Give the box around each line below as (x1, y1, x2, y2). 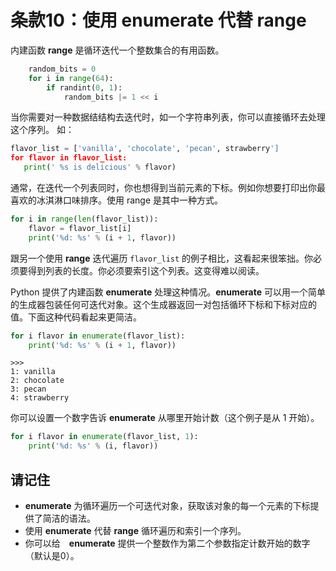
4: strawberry (10, 393, 70, 403)
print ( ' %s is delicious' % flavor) (23, 162, 177, 173)
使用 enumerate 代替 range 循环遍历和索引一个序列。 (24, 525, 247, 536)
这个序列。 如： (10, 124, 75, 136)
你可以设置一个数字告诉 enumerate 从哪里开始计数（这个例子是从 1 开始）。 (10, 412, 320, 424)
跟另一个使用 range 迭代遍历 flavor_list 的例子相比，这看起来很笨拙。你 (10, 252, 314, 264)
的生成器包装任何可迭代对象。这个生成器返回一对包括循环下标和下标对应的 (10, 298, 317, 310)
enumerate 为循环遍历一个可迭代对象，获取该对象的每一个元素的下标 (24, 500, 311, 511)
